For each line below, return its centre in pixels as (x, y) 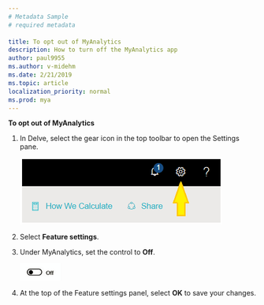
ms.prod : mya (30, 100)
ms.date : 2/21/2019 (40, 75)
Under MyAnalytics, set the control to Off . (87, 252)
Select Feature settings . (59, 237)
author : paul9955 (37, 58)
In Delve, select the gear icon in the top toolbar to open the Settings (130, 139)
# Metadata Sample (38, 17)
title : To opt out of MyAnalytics (65, 42)
